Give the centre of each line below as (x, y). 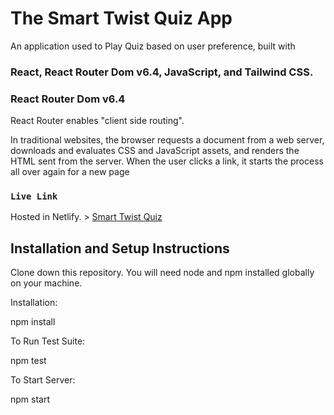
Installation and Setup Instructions (120, 248)
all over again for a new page (70, 172)
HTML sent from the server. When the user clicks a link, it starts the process (167, 161)
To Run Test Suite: (48, 341)
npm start (30, 399)
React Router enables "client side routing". (97, 121)
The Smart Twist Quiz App (121, 18)
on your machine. (46, 283)
